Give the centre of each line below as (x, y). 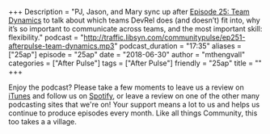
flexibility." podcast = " (46, 37)
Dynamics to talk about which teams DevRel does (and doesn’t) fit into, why (134, 20)
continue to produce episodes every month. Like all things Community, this (133, 113)
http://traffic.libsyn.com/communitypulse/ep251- (165, 37)
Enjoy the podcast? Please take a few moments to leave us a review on (126, 87)
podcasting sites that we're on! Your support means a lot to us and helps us (134, 105)
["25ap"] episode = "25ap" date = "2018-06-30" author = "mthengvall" (127, 54)
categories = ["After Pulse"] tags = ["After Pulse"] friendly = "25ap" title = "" (135, 63)
